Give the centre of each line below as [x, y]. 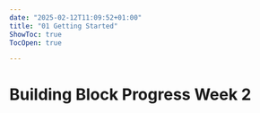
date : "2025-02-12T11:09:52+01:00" [76, 17]
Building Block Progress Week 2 [130, 95]
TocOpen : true [36, 43]
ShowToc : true [36, 34]
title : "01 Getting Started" [64, 26]
